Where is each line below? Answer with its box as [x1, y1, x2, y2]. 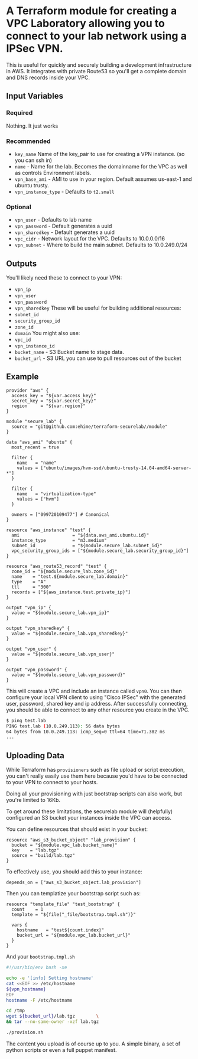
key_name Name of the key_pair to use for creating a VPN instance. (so [14, 150, 185, 157]
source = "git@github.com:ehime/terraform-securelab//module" [11, 424, 168, 430]
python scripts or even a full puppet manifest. [6, 1046, 117, 1053]
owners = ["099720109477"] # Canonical [11, 511, 110, 518]
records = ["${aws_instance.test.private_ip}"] [11, 589, 131, 595]
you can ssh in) [14, 157, 52, 164]
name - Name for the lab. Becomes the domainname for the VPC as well [14, 163, 187, 170]
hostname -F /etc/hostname [6, 997, 73, 1003]
